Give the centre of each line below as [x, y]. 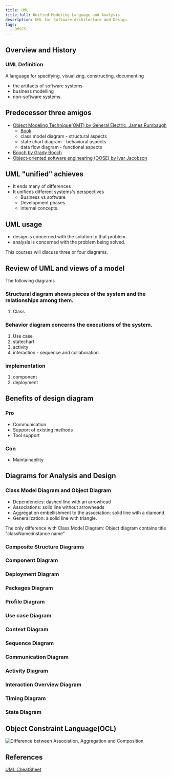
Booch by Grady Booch [37, 153]
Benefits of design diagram [49, 399]
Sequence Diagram [30, 643]
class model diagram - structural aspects [64, 136]
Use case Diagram [28, 616]
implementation [25, 366]
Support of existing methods [43, 430]
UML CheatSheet [24, 770]
